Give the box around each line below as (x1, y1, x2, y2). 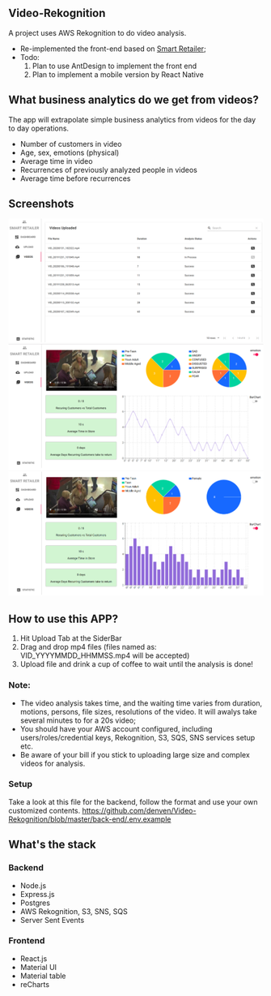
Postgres (19, 898, 51, 908)
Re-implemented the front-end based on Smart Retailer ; (19, 44, 206, 54)
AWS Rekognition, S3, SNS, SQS (19, 906, 128, 916)
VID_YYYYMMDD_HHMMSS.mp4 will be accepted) (19, 650, 190, 660)
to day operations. (8, 123, 70, 133)
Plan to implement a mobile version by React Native (32, 69, 204, 79)
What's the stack (8, 838, 97, 852)
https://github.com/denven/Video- (82, 805, 197, 815)
